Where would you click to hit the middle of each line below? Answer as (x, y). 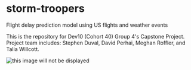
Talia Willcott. (23, 49)
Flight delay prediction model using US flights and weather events (87, 25)
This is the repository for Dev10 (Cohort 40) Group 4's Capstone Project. (95, 36)
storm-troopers (45, 9)
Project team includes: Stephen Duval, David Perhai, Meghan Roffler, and (96, 43)
